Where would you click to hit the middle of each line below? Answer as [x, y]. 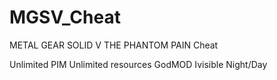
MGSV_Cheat [65, 17]
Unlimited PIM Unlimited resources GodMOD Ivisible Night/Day [138, 64]
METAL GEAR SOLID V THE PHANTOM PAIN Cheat [114, 45]
